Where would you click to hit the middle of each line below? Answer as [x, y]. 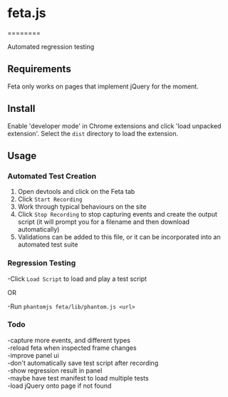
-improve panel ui [33, 355]
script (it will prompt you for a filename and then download [104, 222]
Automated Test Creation [52, 176]
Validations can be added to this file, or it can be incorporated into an [119, 237]
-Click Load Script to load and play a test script [77, 279]
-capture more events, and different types [69, 340]
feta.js [27, 13]
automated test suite [48, 244]
